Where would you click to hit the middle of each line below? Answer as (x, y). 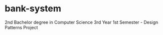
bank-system (33, 9)
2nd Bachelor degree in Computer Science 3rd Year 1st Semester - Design (81, 22)
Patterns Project (21, 27)
